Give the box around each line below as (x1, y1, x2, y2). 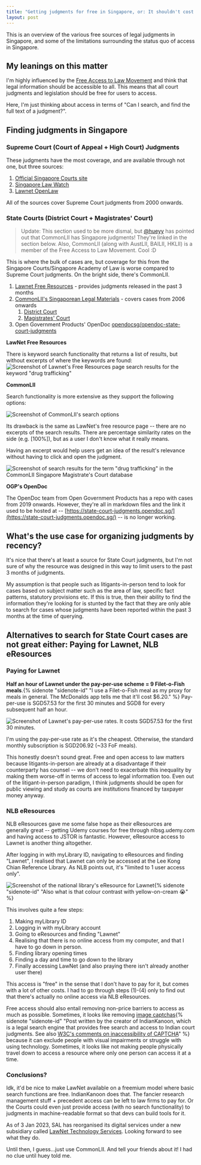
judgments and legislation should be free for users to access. (6, 89, 157, 97)
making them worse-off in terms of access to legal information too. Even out (6, 772, 194, 780)
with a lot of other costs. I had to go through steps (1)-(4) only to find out (6, 987, 185, 994)
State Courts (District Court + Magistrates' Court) (6, 214, 154, 222)
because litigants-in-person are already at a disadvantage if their (6, 759, 166, 767)
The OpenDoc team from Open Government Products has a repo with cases (6, 494, 193, 502)
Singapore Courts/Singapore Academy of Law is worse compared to (6, 265, 175, 272)
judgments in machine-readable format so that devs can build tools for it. (6, 1110, 186, 1117)
